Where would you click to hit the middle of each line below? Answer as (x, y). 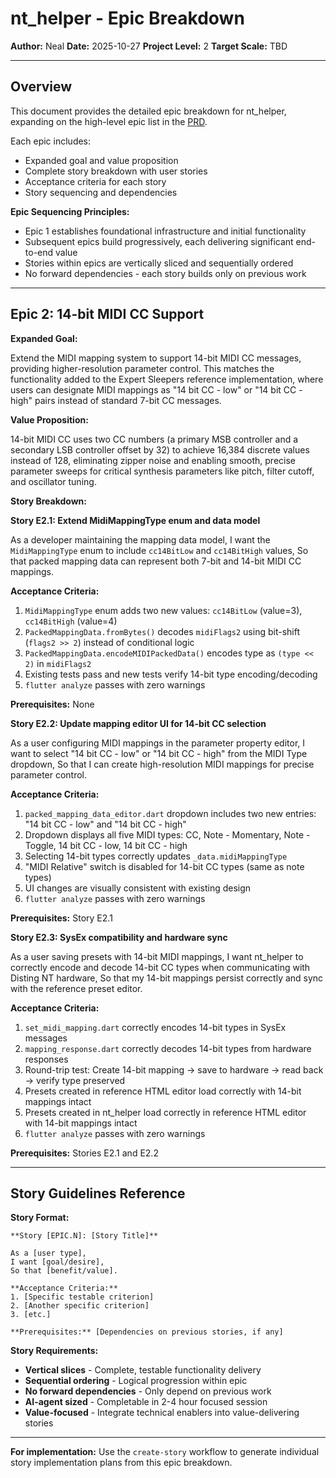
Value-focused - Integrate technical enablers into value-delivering (162, 1413)
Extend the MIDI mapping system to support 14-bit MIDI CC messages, (156, 358)
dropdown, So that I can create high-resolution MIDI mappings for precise (162, 764)
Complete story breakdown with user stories (116, 171)
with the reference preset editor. (76, 988)
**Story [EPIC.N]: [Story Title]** (84, 1236)
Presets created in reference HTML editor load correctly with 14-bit (163, 1091)
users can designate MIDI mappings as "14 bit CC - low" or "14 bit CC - (156, 389)
